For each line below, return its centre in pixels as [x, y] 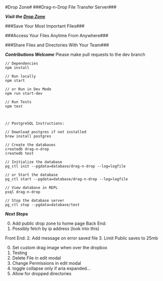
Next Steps [17, 214]
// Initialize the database [34, 162]
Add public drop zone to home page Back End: [59, 223]
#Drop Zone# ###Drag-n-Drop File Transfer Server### [61, 7]
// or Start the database [31, 175]
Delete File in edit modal [36, 258]
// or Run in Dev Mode [28, 89]
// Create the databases [30, 145]
